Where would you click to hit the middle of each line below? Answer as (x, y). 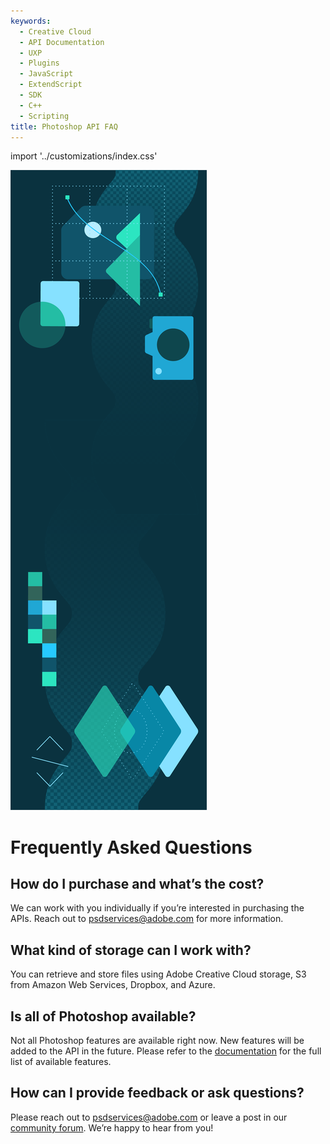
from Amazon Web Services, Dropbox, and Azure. (113, 985)
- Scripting (44, 116)
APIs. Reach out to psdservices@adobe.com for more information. (147, 919)
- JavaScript (46, 74)
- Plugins (39, 63)
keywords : (31, 21)
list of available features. (61, 1061)
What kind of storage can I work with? (131, 950)
